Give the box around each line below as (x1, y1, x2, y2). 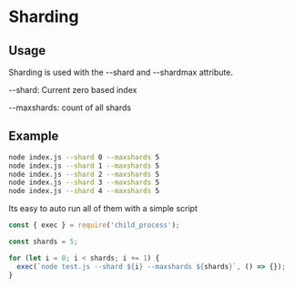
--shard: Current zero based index (8, 85, 137, 95)
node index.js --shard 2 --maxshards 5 (8, 170, 160, 179)
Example (8, 129, 59, 144)
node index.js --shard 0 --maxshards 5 (8, 152, 160, 161)
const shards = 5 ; (8, 237, 78, 247)
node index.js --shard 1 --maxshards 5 (8, 161, 160, 170)
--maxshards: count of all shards (8, 102, 132, 113)
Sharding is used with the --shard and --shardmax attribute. (8, 67, 234, 77)
